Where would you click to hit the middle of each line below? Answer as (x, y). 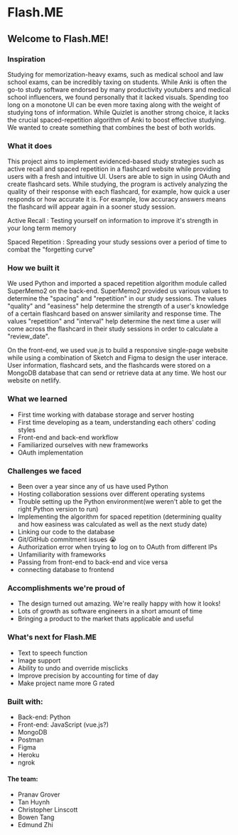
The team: (23, 779)
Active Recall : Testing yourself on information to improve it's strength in (113, 221)
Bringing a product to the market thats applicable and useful (106, 619)
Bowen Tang (36, 817)
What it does (30, 145)
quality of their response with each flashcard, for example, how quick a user (119, 192)
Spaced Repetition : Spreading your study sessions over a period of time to (117, 242)
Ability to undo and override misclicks (73, 668)
